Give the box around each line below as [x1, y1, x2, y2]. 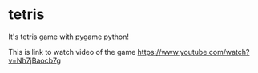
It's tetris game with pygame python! [8, 32, 130, 41]
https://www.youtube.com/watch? [137, 47, 250, 56]
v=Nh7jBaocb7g [8, 56, 62, 65]
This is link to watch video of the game [8, 47, 136, 56]
